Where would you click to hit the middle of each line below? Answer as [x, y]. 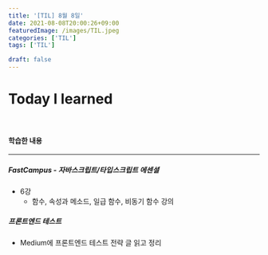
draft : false [30, 60]
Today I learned [61, 99]
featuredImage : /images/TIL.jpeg [64, 30]
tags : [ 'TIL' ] [32, 45]
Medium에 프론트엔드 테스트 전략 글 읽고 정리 [91, 243]
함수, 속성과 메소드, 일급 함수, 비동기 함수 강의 [102, 202]
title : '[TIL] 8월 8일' [46, 16]
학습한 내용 [25, 140]
